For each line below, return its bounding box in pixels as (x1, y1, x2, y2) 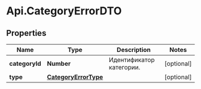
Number (47, 60, 71, 67)
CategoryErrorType (47, 73, 103, 81)
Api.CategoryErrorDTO (6, 4, 122, 18)
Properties (6, 28, 47, 38)
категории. (108, 63, 141, 71)
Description (116, 46, 151, 54)
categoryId (9, 60, 42, 67)
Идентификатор (108, 56, 155, 64)
